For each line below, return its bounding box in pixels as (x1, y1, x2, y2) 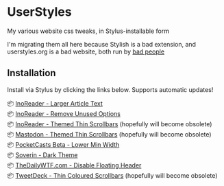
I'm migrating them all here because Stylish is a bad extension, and (7, 40, 197, 48)
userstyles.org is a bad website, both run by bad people (7, 47, 165, 56)
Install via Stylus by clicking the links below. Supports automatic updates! (7, 85, 214, 93)
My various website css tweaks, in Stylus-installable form (7, 27, 170, 35)
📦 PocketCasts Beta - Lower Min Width (7, 140, 120, 148)
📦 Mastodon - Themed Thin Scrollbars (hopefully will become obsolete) (7, 130, 212, 138)
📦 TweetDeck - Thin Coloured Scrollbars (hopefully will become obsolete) (7, 171, 218, 179)
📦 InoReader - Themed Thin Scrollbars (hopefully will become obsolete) (7, 119, 212, 128)
